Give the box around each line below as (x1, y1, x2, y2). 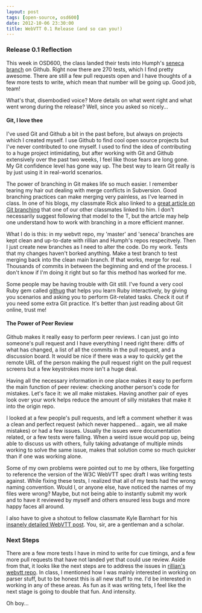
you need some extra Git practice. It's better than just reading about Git (6, 300, 183, 307)
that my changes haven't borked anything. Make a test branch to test (6, 250, 178, 257)
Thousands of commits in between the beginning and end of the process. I (6, 262, 192, 269)
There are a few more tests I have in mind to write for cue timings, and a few (6, 550, 196, 557)
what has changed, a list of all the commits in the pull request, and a (6, 346, 175, 353)
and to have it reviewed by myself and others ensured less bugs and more (6, 496, 191, 503)
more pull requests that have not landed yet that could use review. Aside (6, 556, 186, 564)
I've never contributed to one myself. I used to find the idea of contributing (6, 143, 191, 150)
